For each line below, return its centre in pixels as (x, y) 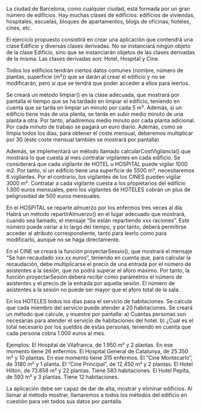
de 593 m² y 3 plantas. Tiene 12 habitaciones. (63, 377)
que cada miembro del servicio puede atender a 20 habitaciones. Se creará (100, 307)
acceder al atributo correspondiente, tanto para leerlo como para (86, 233)
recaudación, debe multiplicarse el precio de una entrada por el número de (99, 264)
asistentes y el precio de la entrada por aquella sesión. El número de (91, 283)
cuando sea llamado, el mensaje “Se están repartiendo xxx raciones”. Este (98, 220)
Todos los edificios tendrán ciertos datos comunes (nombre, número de (95, 70)
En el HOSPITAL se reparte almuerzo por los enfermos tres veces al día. (95, 208)
